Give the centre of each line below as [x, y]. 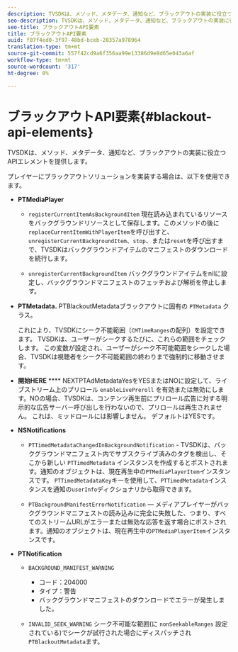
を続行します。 [50, 259]
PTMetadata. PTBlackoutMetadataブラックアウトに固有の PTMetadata [119, 306]
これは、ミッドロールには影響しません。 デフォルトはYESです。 [125, 416]
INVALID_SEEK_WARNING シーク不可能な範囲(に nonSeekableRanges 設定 [128, 624]
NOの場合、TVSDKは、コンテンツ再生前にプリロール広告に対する [125, 398]
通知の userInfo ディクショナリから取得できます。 [124, 489]
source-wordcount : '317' [44, 67]
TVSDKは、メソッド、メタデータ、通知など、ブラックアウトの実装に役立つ [117, 152]
